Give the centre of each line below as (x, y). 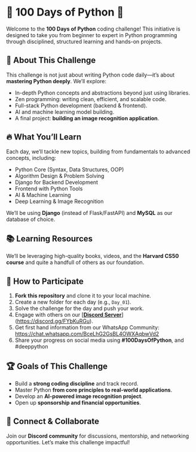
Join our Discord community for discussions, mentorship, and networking (98, 436)
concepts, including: (31, 157)
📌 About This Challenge (51, 60)
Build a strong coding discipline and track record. (76, 383)
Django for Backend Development (56, 182)
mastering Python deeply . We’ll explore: (56, 81)
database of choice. (31, 219)
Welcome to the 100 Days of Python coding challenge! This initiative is (93, 29)
